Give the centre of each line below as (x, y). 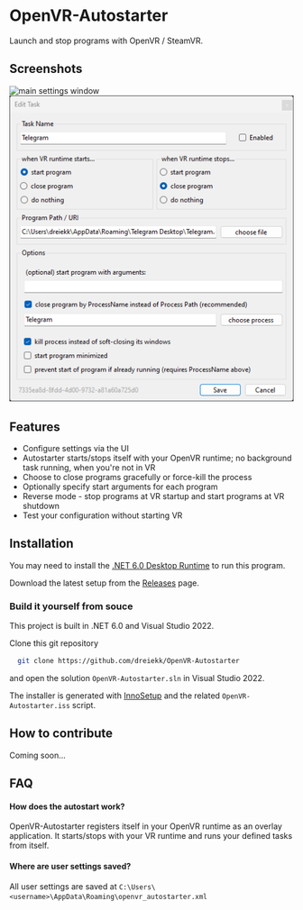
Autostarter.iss (40, 706)
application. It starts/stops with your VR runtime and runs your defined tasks (151, 836)
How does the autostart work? (67, 806)
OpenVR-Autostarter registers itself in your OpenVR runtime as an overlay (146, 826)
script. (84, 705)
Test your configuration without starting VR (102, 515)
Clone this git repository (54, 643)
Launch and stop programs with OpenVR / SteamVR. (106, 41)
